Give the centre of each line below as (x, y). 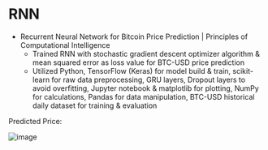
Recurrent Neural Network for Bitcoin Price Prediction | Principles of (134, 36)
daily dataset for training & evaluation (95, 105)
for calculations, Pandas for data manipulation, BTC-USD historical (143, 96)
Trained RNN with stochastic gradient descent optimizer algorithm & (146, 54)
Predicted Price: (35, 121)
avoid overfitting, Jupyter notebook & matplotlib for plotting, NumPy (146, 88)
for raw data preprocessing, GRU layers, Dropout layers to (149, 79)
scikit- (243, 71)
